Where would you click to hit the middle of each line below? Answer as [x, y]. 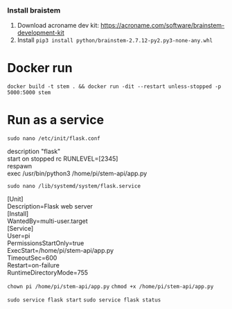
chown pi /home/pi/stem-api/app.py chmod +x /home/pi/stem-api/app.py [110, 287]
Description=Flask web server [50, 206]
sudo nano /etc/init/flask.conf [54, 139]
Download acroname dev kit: [58, 26]
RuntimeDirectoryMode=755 [48, 273]
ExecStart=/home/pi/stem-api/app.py [61, 251]
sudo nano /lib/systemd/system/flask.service [74, 186]
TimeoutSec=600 [32, 258]
